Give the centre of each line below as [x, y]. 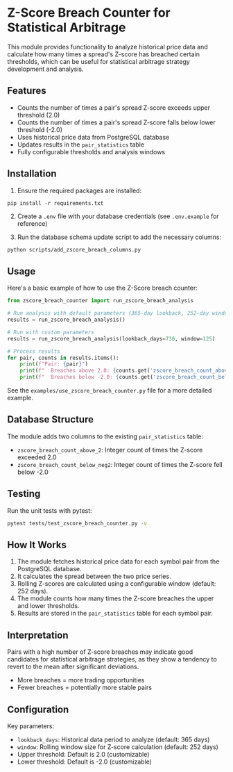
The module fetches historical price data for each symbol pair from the [118, 561]
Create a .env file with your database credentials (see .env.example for [118, 216]
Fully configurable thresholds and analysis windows [91, 151]
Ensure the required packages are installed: [79, 190]
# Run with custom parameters [51, 332]
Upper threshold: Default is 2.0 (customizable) [83, 754]
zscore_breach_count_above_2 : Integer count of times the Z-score [110, 450]
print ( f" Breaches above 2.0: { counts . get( [85, 371]
